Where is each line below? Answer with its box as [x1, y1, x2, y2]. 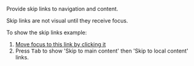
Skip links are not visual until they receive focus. [6, 17, 128, 24]
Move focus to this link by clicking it [15, 41, 106, 48]
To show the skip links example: [6, 29, 87, 36]
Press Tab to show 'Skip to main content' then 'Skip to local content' [15, 47, 188, 54]
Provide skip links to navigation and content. [6, 5, 118, 12]
